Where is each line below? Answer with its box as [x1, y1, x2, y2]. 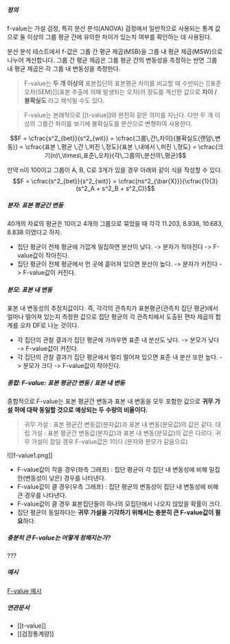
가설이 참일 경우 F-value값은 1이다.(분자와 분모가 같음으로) [31, 437, 188, 446]
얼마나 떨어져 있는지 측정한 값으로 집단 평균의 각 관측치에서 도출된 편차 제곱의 [7, 312, 214, 321]
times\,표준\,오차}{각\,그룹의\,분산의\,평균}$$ [64, 151, 187, 159]
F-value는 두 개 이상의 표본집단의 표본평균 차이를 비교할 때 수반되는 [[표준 [23, 79, 222, 87]
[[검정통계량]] [16, 630, 54, 638]
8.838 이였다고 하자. [7, 228, 62, 236]
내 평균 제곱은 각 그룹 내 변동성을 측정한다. [7, 65, 121, 73]
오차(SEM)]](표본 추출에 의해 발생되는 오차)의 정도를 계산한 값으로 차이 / [23, 87, 218, 95]
